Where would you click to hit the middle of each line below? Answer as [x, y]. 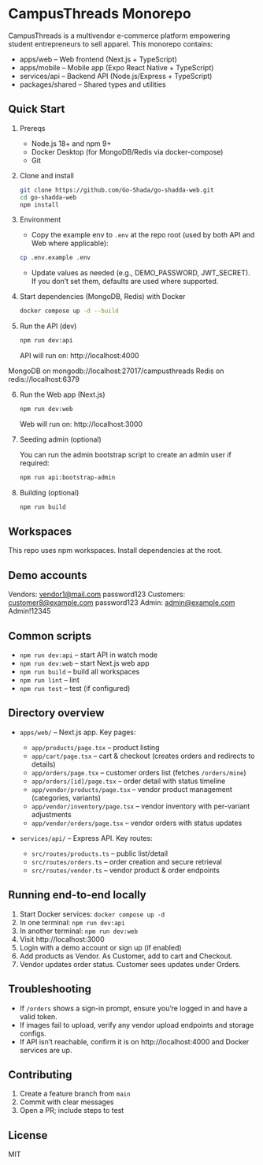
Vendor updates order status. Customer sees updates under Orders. [130, 964]
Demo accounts [48, 575]
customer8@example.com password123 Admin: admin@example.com [122, 603]
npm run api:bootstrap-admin [67, 477]
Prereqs [32, 128]
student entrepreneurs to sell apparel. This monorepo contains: [111, 43]
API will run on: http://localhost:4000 [79, 355]
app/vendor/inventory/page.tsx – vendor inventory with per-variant [141, 806]
